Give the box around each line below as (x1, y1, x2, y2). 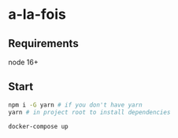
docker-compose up (8, 122, 69, 130)
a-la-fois (8, 5, 67, 24)
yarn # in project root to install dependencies (8, 108, 171, 116)
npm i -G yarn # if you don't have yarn (8, 100, 143, 109)
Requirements (8, 37, 79, 50)
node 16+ (8, 57, 39, 67)
